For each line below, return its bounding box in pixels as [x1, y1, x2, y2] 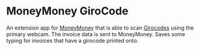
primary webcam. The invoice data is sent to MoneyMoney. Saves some [6, 30, 185, 37]
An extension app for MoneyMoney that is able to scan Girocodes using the [6, 24, 195, 31]
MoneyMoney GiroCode [6, 4, 129, 18]
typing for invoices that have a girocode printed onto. [6, 37, 139, 44]
